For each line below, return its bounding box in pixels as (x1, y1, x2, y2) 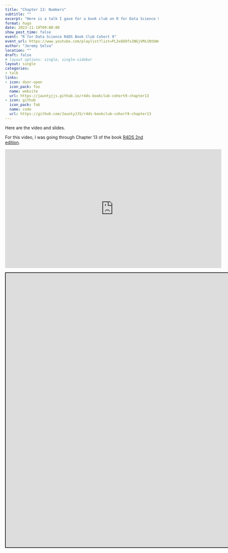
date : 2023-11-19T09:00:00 (5, 25, 60, 30)
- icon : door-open (5, 79, 42, 84)
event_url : (5, 39, 27, 44)
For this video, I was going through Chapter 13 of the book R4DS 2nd (5, 134, 144, 140)
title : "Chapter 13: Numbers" (5, 7, 67, 12)
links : (5, 75, 19, 80)
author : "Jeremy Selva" (5, 43, 54, 48)
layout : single (5, 61, 36, 66)
